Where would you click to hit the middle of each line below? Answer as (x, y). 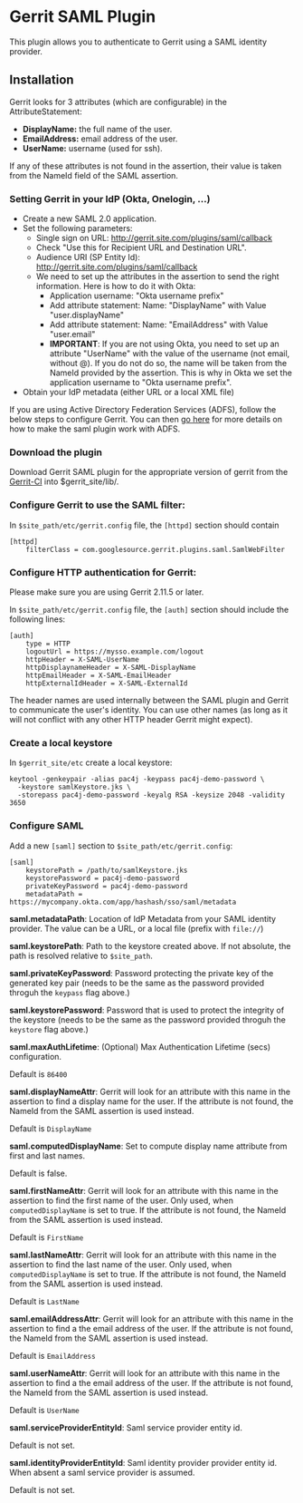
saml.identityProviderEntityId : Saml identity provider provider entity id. (143, 1462)
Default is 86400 (38, 1074)
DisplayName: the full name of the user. (97, 129)
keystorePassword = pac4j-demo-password (103, 878)
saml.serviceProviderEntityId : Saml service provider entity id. (126, 1427)
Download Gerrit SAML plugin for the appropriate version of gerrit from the (149, 472)
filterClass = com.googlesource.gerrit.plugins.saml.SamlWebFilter (155, 549)
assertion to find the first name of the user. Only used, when (121, 1200)
